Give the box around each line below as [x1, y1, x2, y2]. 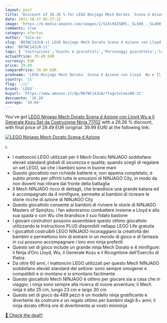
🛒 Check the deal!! [5, 313, 43, 319]
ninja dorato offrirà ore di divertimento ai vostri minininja [12, 303, 128, 309]
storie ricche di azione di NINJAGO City [12, 197, 93, 203]
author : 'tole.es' [5, 35, 43, 40]
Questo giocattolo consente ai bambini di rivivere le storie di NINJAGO [12, 202, 157, 208]
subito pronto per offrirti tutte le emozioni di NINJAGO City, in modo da [12, 175, 158, 181]
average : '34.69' [5, 100, 41, 105]
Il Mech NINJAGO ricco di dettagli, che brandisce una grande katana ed [12, 186, 159, 192]
